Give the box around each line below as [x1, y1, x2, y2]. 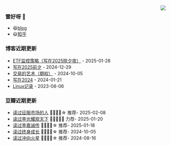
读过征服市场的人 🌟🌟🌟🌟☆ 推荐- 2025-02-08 [12, 109, 106, 115]
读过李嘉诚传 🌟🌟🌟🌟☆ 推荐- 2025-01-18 [12, 122, 95, 128]
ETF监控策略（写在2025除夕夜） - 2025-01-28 [12, 57, 111, 64]
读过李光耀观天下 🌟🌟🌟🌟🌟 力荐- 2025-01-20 [12, 115, 103, 122]
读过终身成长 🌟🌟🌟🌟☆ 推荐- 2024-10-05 [12, 128, 96, 134]
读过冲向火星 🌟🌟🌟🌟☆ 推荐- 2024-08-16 [12, 135, 96, 141]
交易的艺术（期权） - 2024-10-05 [12, 70, 83, 76]
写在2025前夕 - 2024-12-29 [12, 64, 71, 70]
